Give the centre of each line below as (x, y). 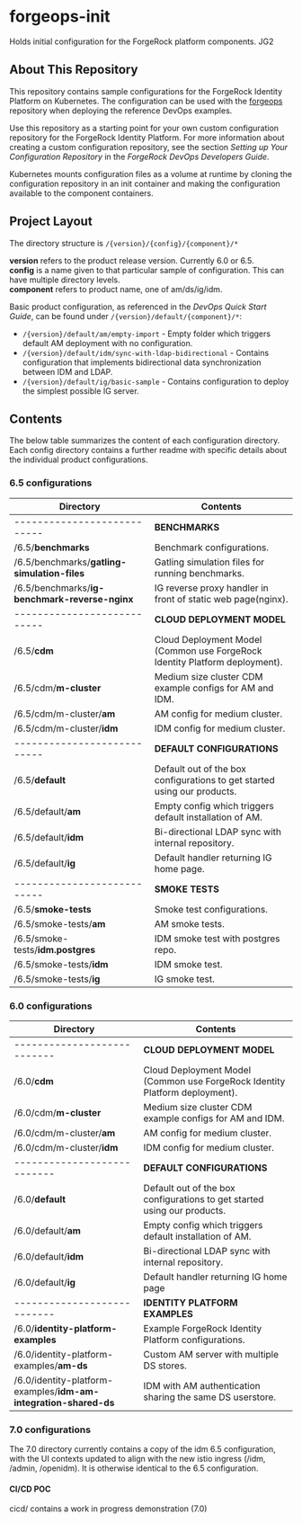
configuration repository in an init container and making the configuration (145, 183)
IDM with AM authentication (202, 1385)
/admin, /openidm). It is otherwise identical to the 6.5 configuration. (134, 1468)
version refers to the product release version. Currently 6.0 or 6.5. (132, 260)
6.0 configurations (51, 1006)
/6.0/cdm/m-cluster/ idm (66, 1147)
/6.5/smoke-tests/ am (60, 923)
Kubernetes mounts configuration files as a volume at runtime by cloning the (151, 174)
